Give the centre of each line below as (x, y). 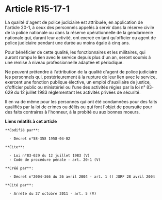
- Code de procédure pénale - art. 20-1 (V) (55, 160)
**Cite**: (15, 147)
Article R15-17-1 (37, 9)
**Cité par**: (19, 185)
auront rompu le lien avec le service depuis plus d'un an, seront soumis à (78, 57)
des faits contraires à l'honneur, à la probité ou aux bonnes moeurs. (73, 112)
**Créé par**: (19, 168)
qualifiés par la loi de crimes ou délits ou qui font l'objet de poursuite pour (79, 107)
